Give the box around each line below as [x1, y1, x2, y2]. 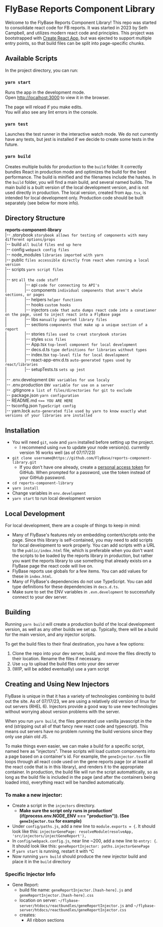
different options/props [5, 237, 55, 242]
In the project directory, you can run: [5, 67, 78, 73]
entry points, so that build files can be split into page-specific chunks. [5, 40, 145, 46]
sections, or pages [5, 293, 45, 297]
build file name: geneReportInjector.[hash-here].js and [19, 887, 132, 893]
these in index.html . [12, 573, 53, 579]
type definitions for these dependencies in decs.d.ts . [12, 584, 119, 590]
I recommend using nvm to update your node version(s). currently [19, 445, 150, 451]
